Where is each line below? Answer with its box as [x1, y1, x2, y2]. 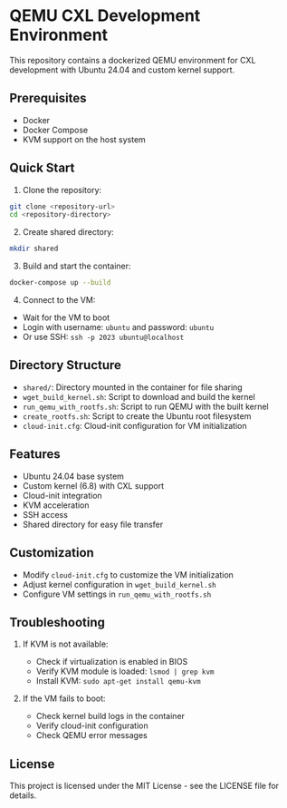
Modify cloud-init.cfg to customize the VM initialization [22, 569, 234, 580]
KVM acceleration [22, 500, 90, 511]
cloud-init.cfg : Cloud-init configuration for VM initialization [22, 420, 247, 431]
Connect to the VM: [22, 295, 96, 306]
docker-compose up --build [9, 278, 111, 287]
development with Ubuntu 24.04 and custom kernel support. [9, 64, 235, 75]
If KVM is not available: [22, 638, 109, 649]
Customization [9, 545, 95, 560]
